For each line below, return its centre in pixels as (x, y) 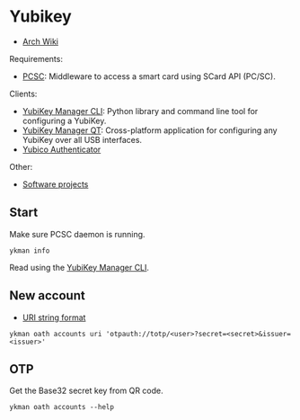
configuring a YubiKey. (64, 121)
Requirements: (36, 58)
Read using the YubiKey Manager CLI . (79, 267)
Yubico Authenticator (62, 149)
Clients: (23, 94)
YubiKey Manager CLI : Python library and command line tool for (140, 111)
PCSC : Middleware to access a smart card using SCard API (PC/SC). (149, 76)
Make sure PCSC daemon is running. (77, 234)
